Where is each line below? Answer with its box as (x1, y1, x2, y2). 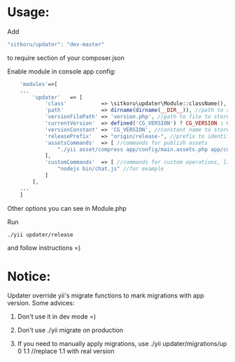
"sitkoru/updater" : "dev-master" (7, 41, 105, 48)
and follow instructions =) (7, 244, 81, 252)
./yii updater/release (7, 231, 73, 238)
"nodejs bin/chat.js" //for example (57, 165, 164, 172)
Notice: (7, 268, 51, 284)
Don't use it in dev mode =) (17, 312, 97, 321)
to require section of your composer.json (7, 53, 124, 62)
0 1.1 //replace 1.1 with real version (17, 347, 115, 356)
